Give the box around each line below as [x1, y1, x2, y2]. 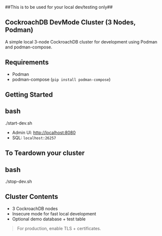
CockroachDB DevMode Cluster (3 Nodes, [5, 18, 136, 26]
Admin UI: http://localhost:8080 [12, 129, 76, 135]
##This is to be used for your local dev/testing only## [5, 4, 113, 10]
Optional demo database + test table [12, 216, 86, 222]
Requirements [5, 58, 49, 66]
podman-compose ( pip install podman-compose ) [12, 76, 111, 82]
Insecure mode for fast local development [12, 211, 97, 216]
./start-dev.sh [5, 120, 33, 126]
